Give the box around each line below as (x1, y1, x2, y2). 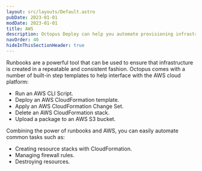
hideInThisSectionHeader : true (6, 43, 85, 49)
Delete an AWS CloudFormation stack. (14, 109, 110, 116)
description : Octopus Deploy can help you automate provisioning (6, 31, 173, 37)
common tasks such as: (6, 133, 65, 140)
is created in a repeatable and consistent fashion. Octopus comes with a (6, 65, 185, 72)
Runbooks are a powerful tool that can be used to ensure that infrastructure (6, 58, 194, 66)
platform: (6, 78, 29, 85)
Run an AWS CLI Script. (14, 90, 73, 97)
